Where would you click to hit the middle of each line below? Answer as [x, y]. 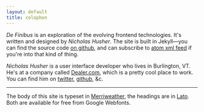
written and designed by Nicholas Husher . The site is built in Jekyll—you [97, 41]
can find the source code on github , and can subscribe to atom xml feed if [99, 48]
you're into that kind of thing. [42, 54]
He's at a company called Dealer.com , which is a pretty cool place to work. [100, 72]
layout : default [27, 12]
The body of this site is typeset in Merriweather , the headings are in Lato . [98, 96]
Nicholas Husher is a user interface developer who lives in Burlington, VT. [99, 66]
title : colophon [27, 18]
